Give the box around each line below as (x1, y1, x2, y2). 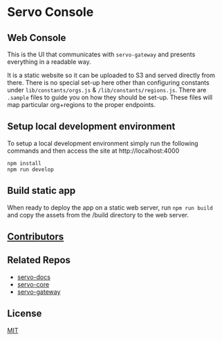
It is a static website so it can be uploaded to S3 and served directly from (7, 71, 216, 79)
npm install (7, 160, 41, 167)
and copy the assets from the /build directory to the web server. (7, 210, 189, 219)
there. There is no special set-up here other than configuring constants (7, 78, 210, 87)
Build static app (7, 185, 76, 197)
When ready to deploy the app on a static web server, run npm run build (7, 203, 213, 212)
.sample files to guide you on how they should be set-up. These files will (7, 93, 213, 101)
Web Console (7, 32, 66, 44)
